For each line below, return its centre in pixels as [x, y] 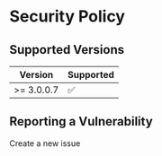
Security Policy [67, 17]
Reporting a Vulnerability [81, 121]
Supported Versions [67, 50]
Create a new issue [45, 143]
